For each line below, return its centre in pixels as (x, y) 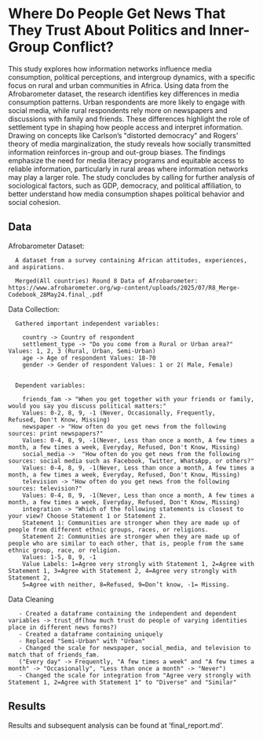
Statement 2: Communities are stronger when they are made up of (131, 536)
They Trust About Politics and (107, 30)
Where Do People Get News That (117, 14)
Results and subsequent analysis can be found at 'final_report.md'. (116, 725)
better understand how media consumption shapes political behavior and (126, 194)
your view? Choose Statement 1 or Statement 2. (88, 516)
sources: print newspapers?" (56, 433)
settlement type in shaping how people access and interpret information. (126, 127)
